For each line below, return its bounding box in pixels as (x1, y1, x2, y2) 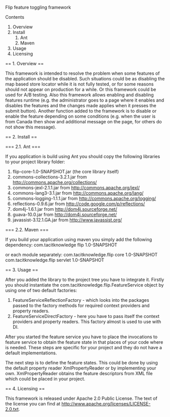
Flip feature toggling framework (5, 5, 71, 10)
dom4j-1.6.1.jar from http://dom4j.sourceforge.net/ (12, 206, 117, 212)
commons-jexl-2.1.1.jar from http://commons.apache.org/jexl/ (12, 184, 140, 191)
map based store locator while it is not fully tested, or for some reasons (5, 81, 154, 87)
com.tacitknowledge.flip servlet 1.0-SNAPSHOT (5, 257, 105, 263)
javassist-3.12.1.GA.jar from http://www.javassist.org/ (12, 217, 122, 223)
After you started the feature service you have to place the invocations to (5, 334, 158, 340)
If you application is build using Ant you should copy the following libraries (5, 154, 160, 159)
